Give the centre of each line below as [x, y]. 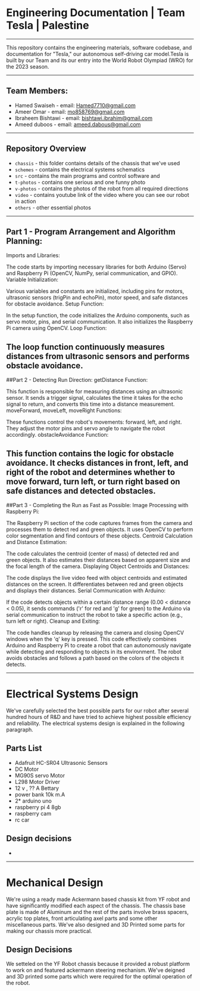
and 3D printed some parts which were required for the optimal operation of [99, 977]
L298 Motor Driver [37, 782]
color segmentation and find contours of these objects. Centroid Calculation [99, 536]
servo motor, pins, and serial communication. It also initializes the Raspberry [100, 322]
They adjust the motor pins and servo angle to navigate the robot [86, 428]
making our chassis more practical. [49, 931]
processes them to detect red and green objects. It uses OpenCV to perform [100, 529]
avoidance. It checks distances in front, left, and [97, 463]
